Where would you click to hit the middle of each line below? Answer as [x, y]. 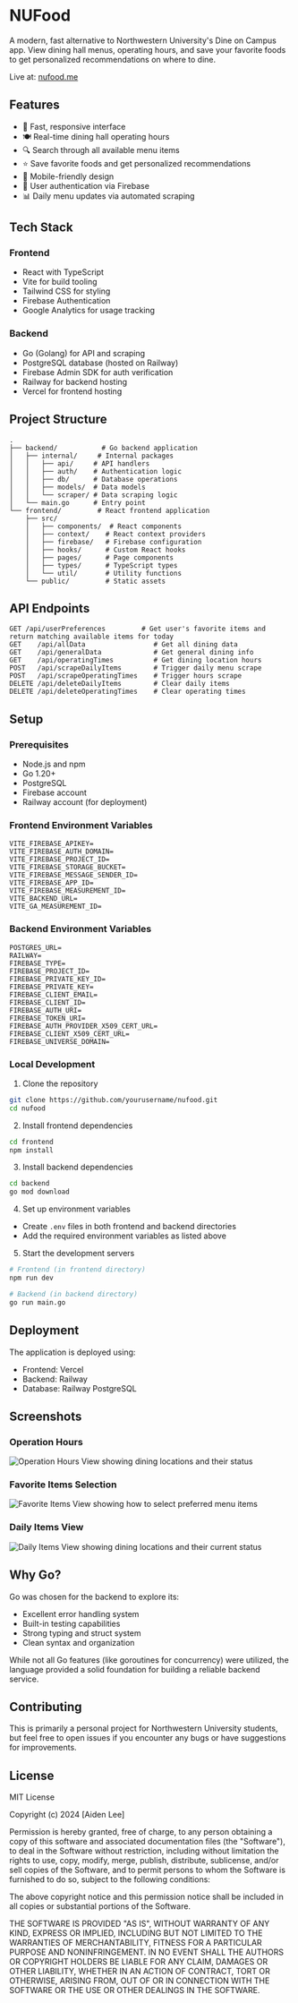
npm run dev [31, 1278]
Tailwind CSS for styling [66, 291]
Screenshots [46, 1416]
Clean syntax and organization [78, 1642]
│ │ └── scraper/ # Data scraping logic [94, 495]
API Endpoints [50, 608]
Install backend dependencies [78, 1167]
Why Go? [35, 1575]
